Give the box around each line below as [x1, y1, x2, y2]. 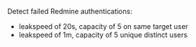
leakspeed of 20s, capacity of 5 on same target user [18, 22, 189, 31]
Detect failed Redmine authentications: [7, 7, 132, 16]
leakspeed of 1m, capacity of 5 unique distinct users [18, 31, 188, 39]
